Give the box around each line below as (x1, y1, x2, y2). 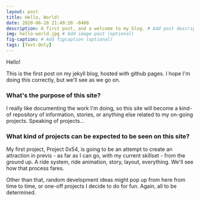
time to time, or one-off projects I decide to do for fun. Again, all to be (6, 183, 177, 190)
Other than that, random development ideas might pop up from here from (6, 177, 186, 184)
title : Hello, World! (6, 14, 60, 20)
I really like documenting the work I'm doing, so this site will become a (6, 105, 179, 112)
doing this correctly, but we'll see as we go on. (6, 76, 121, 84)
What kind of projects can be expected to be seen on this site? (6, 132, 190, 141)
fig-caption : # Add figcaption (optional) (6, 36, 113, 42)
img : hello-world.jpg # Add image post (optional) (6, 31, 135, 37)
